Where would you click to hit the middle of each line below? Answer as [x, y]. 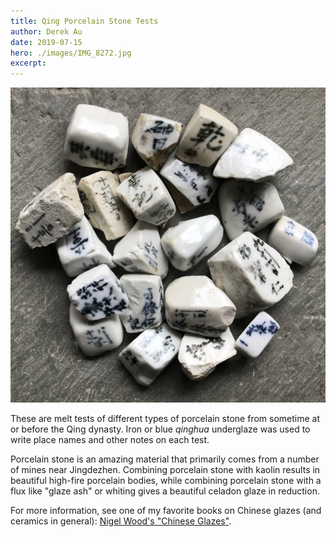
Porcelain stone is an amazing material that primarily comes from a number [165, 459]
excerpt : [28, 63]
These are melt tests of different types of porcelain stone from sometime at [165, 419]
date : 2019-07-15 [46, 42]
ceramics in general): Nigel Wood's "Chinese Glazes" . [121, 521]
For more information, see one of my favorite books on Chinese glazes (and [166, 511]
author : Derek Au [46, 31]
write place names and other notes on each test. [110, 440]
